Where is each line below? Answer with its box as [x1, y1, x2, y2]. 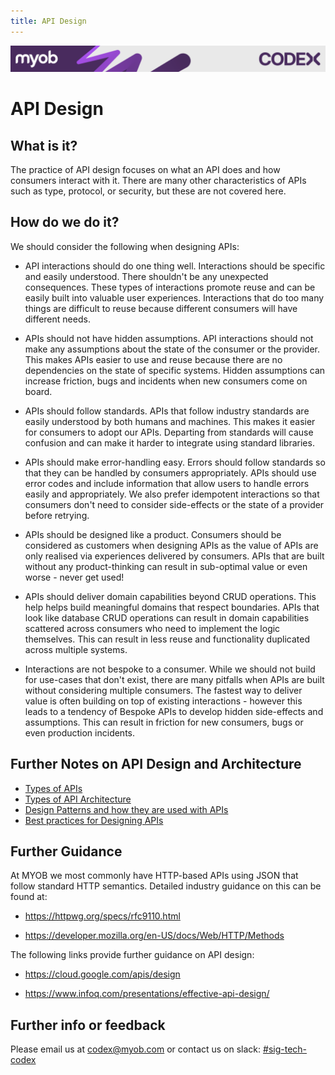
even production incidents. [24, 726, 136, 739]
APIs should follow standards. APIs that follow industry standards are [24, 405, 310, 417]
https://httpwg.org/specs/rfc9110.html [24, 910, 181, 922]
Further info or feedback [10, 1016, 166, 1034]
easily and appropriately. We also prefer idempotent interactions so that [24, 488, 320, 500]
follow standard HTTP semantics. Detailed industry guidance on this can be [10, 880, 322, 892]
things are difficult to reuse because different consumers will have [24, 302, 298, 314]
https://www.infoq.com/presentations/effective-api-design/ [24, 988, 270, 1000]
